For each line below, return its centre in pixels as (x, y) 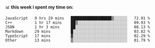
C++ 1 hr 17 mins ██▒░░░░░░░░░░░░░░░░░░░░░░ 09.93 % (78, 23)
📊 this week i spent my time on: (39, 7)
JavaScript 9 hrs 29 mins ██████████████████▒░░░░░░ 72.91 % (78, 18)
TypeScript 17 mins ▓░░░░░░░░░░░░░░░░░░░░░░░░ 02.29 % (78, 36)
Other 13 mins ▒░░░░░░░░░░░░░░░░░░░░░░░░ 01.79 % (78, 40)
